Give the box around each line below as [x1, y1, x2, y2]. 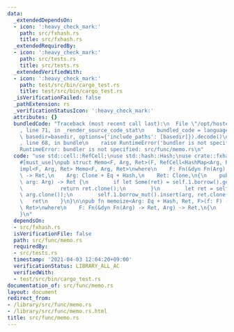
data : [7, 10, 23, 17]
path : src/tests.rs [19, 56, 77, 63]
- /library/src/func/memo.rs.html [7, 308, 108, 315]
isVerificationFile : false [13, 230, 92, 237]
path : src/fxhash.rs [19, 29, 79, 37]
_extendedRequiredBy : [13, 42, 77, 49]
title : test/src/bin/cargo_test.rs [19, 88, 123, 95]
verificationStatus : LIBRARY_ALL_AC [13, 262, 120, 269]
